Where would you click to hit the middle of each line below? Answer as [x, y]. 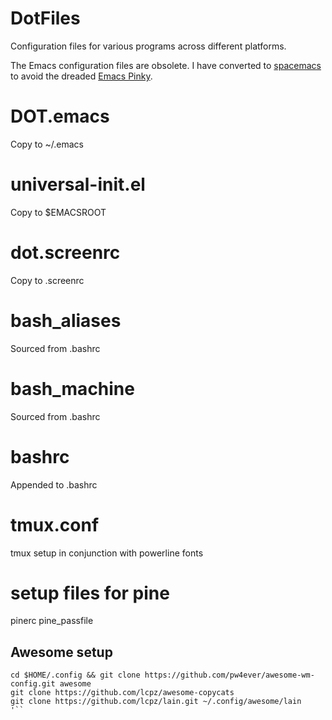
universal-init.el [78, 184]
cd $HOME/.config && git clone [75, 675]
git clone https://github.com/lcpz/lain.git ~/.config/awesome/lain [156, 702]
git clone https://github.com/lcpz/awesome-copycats [122, 693]
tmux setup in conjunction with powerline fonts [107, 553]
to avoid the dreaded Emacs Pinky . [81, 76]
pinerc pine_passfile [52, 621]
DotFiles [45, 18]
